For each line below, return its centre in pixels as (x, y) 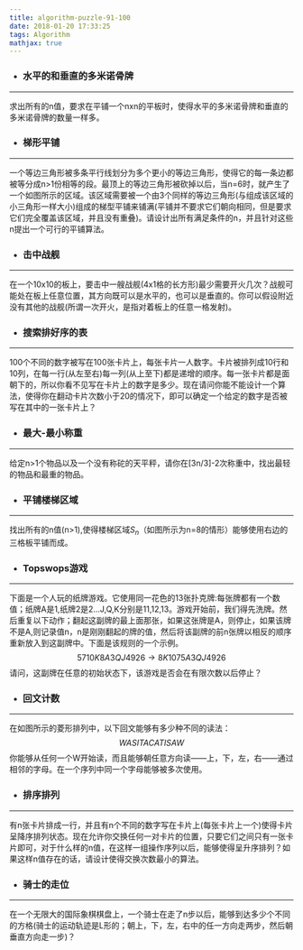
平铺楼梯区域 (50, 500)
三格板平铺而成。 (41, 542)
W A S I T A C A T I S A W (151, 743)
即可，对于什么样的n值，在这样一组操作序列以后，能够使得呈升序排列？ (150, 847)
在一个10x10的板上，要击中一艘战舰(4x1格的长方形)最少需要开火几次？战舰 (147, 284)
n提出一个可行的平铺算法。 (60, 229)
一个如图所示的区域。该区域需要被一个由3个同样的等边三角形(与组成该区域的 (151, 195)
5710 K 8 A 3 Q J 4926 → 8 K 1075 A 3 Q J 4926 (151, 658)
